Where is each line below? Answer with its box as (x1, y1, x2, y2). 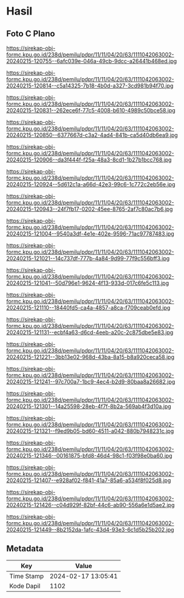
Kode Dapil (9, 582, 41, 590)
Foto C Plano (6, 29, 55, 39)
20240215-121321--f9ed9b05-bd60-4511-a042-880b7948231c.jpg (6, 427, 174, 435)
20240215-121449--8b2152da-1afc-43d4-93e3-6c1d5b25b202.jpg (6, 526, 174, 533)
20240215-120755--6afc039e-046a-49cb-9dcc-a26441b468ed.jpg (6, 58, 177, 64)
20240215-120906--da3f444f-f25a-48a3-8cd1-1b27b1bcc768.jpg (6, 156, 172, 163)
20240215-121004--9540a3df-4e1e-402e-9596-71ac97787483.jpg (6, 230, 174, 237)
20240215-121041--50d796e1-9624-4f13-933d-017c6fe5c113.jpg (6, 279, 169, 287)
